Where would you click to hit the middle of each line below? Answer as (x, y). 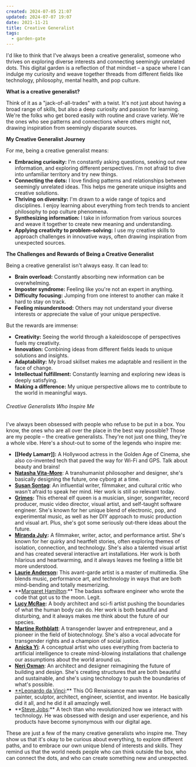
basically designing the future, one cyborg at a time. (77, 479)
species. (25, 622)
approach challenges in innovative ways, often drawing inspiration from (101, 237)
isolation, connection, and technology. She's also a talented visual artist (101, 547)
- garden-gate (28, 39)
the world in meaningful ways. (51, 393)
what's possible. (34, 684)
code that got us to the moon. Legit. (58, 597)
